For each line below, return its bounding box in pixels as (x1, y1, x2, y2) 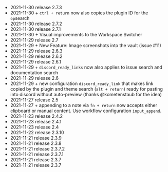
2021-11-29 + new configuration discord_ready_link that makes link (10, 80, 154, 87)
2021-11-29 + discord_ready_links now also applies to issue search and (10, 64, 163, 70)
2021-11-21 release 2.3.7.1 (10, 151, 64, 157)
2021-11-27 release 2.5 (10, 97, 59, 103)
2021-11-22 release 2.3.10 (10, 130, 64, 135)
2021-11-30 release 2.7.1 (10, 26, 61, 32)
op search (10, 15, 30, 21)
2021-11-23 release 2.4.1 (10, 119, 62, 124)
